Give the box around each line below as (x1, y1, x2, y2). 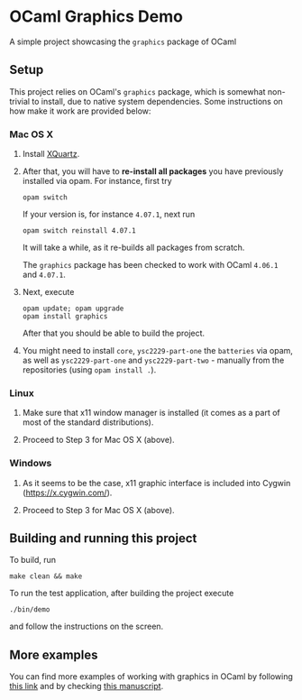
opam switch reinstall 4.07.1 (22, 226, 137, 235)
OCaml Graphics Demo (9, 6, 183, 27)
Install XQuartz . (22, 149, 80, 160)
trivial (9, 96, 30, 106)
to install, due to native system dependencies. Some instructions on (31, 96, 284, 106)
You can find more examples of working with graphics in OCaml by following (9, 671, 293, 682)
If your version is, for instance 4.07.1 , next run (22, 209, 196, 220)
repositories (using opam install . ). (22, 364, 157, 375)
